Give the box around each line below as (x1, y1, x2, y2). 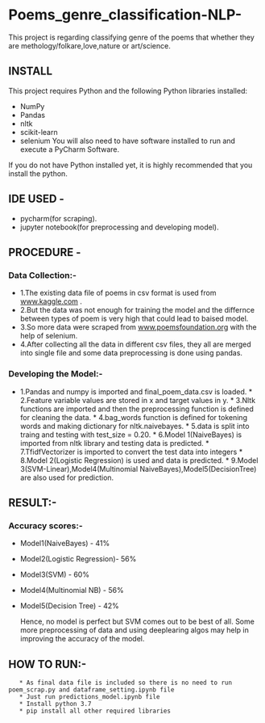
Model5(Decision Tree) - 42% (19, 601, 119, 611)
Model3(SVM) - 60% (19, 570, 90, 579)
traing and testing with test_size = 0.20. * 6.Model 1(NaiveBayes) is (19, 430, 242, 439)
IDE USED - (8, 192, 64, 206)
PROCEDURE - (8, 245, 81, 259)
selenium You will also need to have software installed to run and (19, 136, 236, 145)
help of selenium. (19, 331, 78, 341)
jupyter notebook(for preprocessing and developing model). (19, 222, 219, 232)
